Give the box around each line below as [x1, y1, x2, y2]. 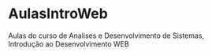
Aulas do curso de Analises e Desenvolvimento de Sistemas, [8, 31, 205, 40]
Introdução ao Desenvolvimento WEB [8, 39, 129, 48]
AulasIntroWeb [8, 5, 108, 23]
